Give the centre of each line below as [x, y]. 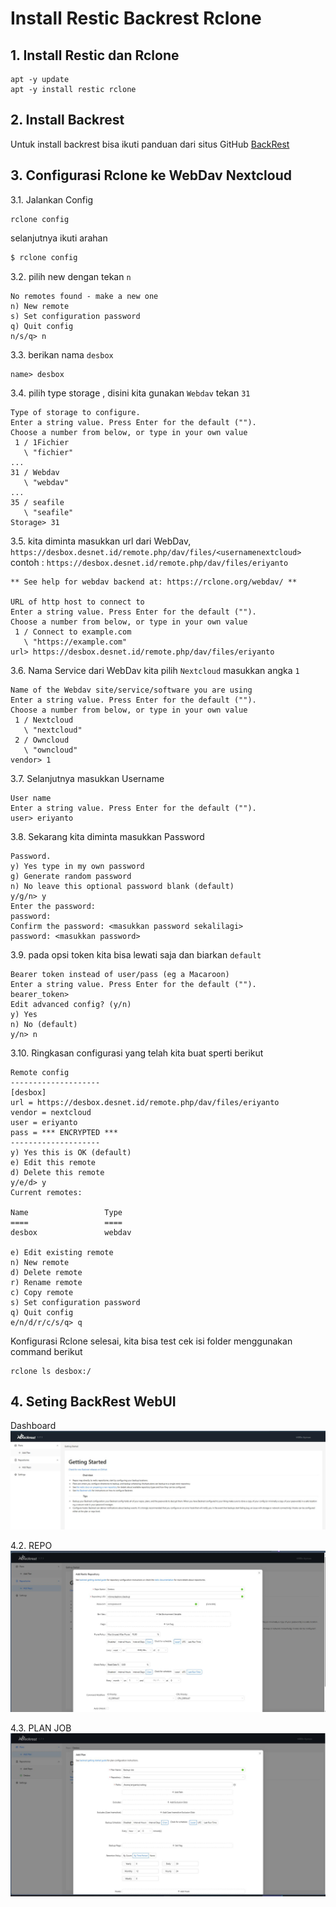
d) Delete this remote [57, 1172]
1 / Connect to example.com [73, 632]
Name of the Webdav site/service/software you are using [131, 690]
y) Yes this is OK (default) [71, 1152]
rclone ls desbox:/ [51, 1371]
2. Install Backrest [67, 120]
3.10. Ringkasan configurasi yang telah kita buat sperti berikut [137, 1053]
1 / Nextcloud [44, 720]
